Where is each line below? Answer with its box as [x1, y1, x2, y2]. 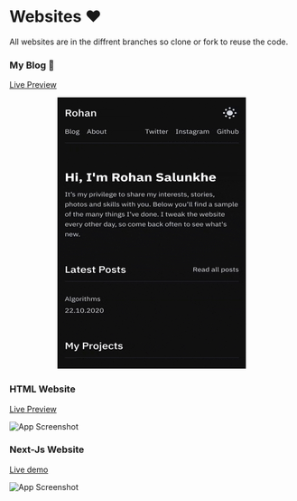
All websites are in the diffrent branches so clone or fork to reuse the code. [9, 36, 289, 47]
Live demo [9, 464, 49, 475]
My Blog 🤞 [9, 59, 55, 71]
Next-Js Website [9, 443, 85, 456]
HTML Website [9, 383, 76, 395]
